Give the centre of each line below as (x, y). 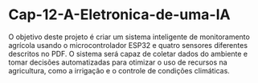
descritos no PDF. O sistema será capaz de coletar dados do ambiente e (128, 53)
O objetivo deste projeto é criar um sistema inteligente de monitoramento (129, 37)
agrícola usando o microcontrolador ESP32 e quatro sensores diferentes (128, 45)
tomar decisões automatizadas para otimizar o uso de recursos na (118, 62)
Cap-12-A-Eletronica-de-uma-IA (119, 15)
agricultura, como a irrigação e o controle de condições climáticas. (119, 70)
